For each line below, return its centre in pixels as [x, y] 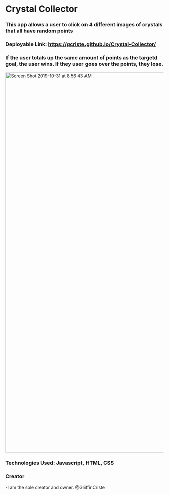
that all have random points [39, 31]
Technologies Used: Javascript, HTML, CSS [60, 463]
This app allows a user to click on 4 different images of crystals [84, 25]
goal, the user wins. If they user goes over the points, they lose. [84, 64]
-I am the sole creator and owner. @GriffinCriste [55, 487]
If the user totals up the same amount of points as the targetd [81, 57]
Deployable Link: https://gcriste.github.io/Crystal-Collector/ [81, 44]
